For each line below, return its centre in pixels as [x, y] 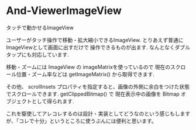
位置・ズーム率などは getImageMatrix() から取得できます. [85, 74]
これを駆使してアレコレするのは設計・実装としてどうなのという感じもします [98, 113]
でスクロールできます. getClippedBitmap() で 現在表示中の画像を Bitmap [93, 94]
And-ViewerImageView [64, 11]
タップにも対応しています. [37, 54]
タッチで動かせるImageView [40, 27]
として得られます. [53, 101]
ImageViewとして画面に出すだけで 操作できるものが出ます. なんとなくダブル [98, 47]
